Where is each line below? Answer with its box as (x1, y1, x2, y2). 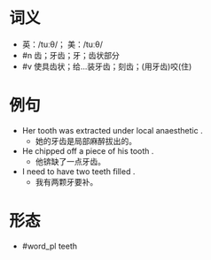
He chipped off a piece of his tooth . (21, 145, 154, 156)
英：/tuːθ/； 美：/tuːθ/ (21, 39, 104, 50)
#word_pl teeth (21, 241, 78, 251)
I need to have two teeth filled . (21, 165, 136, 177)
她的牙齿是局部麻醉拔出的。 (35, 135, 137, 146)
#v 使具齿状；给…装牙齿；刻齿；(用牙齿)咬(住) (21, 61, 192, 72)
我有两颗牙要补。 (35, 176, 98, 187)
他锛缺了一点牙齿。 (35, 156, 106, 166)
